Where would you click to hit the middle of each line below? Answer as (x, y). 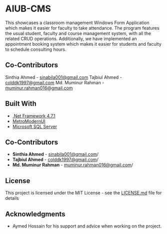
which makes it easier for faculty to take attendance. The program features (82, 28)
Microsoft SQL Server (35, 127)
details (12, 198)
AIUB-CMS (28, 9)
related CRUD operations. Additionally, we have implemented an (71, 39)
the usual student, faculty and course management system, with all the (78, 33)
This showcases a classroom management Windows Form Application (77, 23)
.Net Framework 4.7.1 (34, 115)
